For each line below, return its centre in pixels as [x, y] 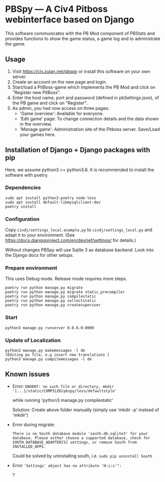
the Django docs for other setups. [40, 255]
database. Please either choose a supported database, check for [81, 438]
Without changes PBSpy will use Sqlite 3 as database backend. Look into [80, 250]
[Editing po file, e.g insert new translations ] [57, 355]
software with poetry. [27, 175]
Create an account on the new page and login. [60, 82]
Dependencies [23, 188]
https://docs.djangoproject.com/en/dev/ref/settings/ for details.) [71, 241]
